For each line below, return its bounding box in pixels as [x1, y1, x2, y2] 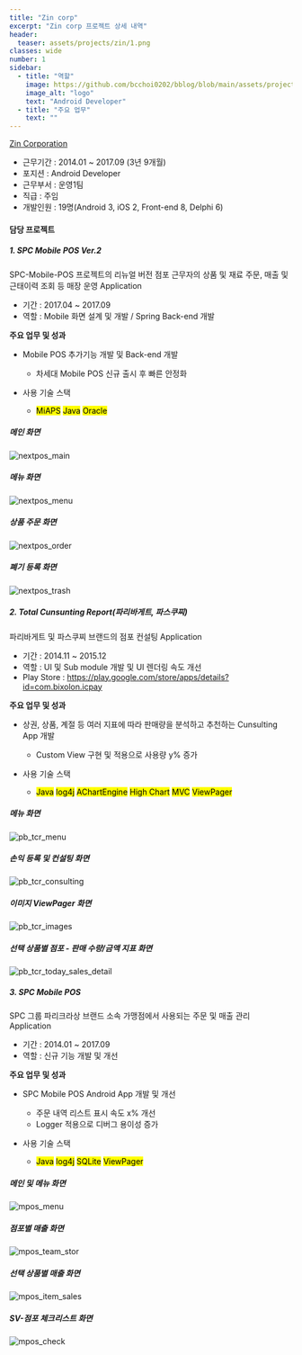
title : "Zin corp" [9, 13, 78, 22]
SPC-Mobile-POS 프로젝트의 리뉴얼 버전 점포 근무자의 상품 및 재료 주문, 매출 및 [9, 269, 289, 280]
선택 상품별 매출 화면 [9, 1268, 81, 1279]
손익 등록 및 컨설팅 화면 [9, 853, 90, 864]
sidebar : [9, 64, 42, 73]
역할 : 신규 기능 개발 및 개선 [22, 1050, 119, 1062]
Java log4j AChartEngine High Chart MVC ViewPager [35, 786, 233, 797]
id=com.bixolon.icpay [22, 681, 103, 692]
